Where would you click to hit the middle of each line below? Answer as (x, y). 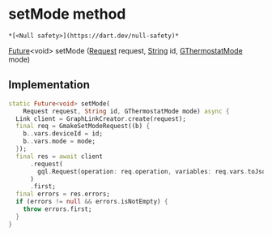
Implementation (49, 85)
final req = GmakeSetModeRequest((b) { (83, 127)
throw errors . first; (57, 209)
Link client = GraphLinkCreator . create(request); (101, 118)
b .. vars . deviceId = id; (63, 134)
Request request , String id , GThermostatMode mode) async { (126, 111)
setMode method (67, 14)
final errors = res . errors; (63, 194)
